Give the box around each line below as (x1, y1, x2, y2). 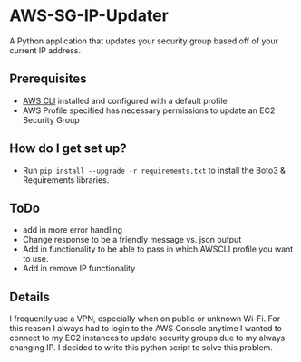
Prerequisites (9, 71, 87, 87)
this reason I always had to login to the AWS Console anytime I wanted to (9, 323, 283, 334)
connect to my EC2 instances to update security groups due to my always (9, 332, 286, 344)
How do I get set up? (9, 141, 127, 157)
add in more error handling (22, 224, 123, 235)
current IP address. (9, 44, 82, 55)
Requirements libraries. (22, 174, 110, 186)
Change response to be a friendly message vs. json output (22, 234, 242, 245)
